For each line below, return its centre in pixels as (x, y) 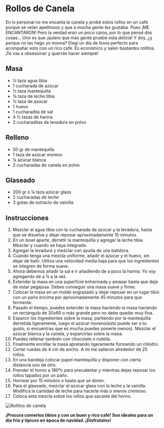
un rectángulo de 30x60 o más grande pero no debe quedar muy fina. (83, 313)
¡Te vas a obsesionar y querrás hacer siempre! (52, 53)
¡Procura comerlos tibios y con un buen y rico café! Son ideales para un (79, 415)
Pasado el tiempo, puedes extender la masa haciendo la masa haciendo (85, 308)
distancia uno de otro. (35, 365)
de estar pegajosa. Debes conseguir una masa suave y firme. (74, 287)
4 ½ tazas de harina (32, 117)
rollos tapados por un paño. (41, 376)
